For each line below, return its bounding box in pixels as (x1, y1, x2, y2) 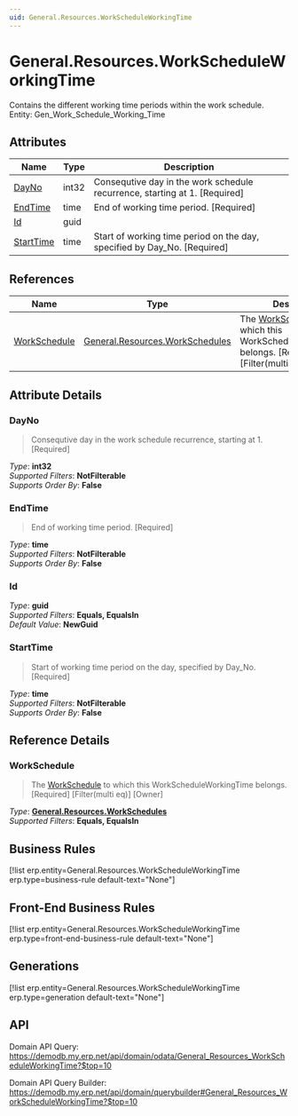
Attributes (9, 134, 67, 149)
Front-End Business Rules (9, 900, 155, 915)
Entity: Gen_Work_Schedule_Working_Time (9, 108, 166, 120)
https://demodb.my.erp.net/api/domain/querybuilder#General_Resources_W (9, 1087, 288, 1097)
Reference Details (9, 733, 110, 748)
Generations (9, 959, 80, 974)
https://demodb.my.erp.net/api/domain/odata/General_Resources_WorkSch (9, 1050, 286, 1061)
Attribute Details (9, 387, 102, 402)
